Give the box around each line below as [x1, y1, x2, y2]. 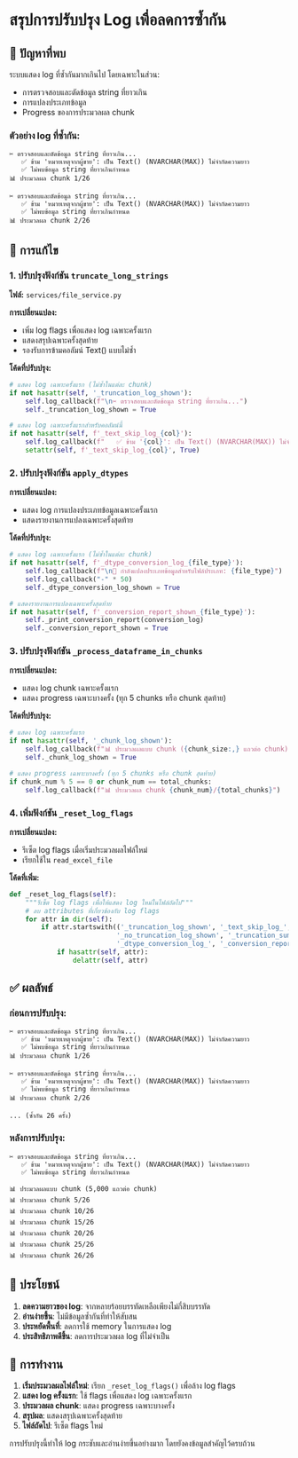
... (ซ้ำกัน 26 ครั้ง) [9, 1111, 73, 1121]
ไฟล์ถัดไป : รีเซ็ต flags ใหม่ [21, 1421, 104, 1431]
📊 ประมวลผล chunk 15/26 [9, 1218, 95, 1226]
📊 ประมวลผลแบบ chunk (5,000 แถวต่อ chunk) [9, 1184, 158, 1194]
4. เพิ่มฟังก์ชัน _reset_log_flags [9, 807, 134, 819]
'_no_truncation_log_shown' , [116, 931, 224, 941]
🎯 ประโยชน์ [9, 1277, 60, 1292]
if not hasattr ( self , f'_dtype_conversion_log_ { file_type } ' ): [9, 558, 244, 568]
